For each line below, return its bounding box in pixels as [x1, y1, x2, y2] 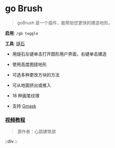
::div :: [5, 138, 18, 145]
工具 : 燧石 [5, 40, 25, 47]
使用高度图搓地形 [12, 61, 47, 67]
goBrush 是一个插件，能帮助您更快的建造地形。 [17, 20, 113, 25]
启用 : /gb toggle [5, 30, 38, 36]
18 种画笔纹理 [12, 93, 40, 99]
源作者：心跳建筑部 [17, 128, 56, 135]
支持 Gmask [12, 103, 37, 109]
